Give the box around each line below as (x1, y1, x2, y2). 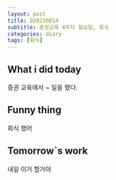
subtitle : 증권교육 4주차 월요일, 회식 (7, 23, 109, 31)
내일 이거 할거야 (7, 164, 52, 173)
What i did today (7, 63, 82, 75)
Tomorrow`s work (7, 145, 88, 157)
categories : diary (7, 30, 62, 38)
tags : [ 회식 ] (7, 37, 43, 44)
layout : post (7, 10, 46, 18)
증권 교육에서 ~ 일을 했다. (7, 83, 78, 91)
